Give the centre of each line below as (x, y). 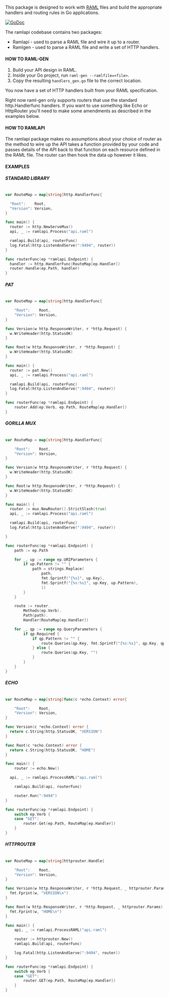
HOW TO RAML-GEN (27, 59)
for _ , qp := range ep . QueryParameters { (58, 629)
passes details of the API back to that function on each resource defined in (83, 150)
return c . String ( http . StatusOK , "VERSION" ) (56, 732)
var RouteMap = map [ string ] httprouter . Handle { (55, 861)
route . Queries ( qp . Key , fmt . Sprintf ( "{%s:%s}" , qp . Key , (100, 643)
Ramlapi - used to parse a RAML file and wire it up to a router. (76, 42)
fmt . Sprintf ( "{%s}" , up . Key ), (73, 578)
